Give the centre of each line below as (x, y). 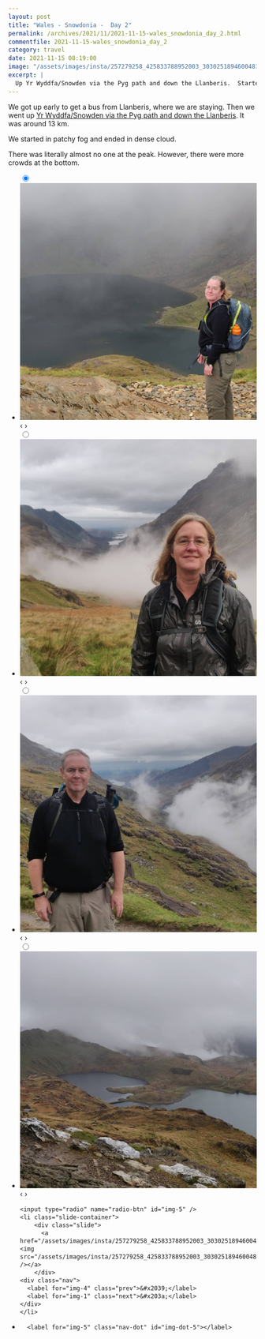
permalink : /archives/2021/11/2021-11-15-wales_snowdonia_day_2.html (125, 33)
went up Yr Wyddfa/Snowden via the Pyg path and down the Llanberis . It (126, 115)
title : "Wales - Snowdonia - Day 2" (70, 25)
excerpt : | (26, 75)
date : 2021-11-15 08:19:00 (52, 58)
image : (19, 67)
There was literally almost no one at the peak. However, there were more (126, 154)
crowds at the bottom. (44, 163)
